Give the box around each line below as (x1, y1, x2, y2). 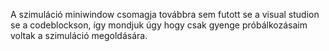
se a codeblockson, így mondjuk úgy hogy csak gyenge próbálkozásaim (10, 19, 308, 31)
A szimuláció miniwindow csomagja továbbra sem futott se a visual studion (10, 9, 320, 20)
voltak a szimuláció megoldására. (10, 30, 148, 41)
